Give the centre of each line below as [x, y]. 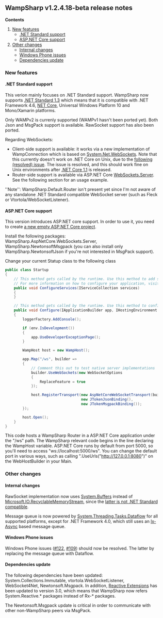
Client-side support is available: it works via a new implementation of [81, 149]
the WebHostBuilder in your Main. [39, 461]
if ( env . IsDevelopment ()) [49, 328]
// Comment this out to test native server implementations [93, 368]
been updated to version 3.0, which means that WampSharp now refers [76, 591]
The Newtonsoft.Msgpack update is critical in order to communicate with [78, 605]
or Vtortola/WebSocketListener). [37, 200]
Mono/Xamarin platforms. [30, 110]
